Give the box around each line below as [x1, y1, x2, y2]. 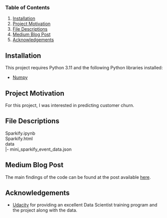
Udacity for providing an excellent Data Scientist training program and [12, 202, 157, 208]
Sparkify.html [5, 135, 33, 142]
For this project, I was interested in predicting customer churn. [5, 102, 134, 108]
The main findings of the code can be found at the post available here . [5, 174, 151, 180]
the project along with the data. [12, 207, 77, 213]
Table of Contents [5, 4, 50, 11]
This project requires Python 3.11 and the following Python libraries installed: [5, 65, 163, 71]
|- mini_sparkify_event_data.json [5, 146, 72, 152]
